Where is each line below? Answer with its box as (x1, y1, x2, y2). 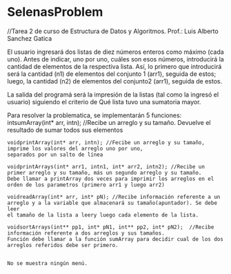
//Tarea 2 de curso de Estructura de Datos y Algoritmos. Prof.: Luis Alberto (7, 27, 219, 35)
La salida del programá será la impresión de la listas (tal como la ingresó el (7, 90, 219, 99)
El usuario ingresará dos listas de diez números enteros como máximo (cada (7, 48, 224, 56)
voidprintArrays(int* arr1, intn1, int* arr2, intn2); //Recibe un (7, 163, 205, 170)
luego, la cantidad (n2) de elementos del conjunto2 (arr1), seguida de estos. (7, 77, 223, 85)
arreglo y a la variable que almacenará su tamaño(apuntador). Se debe (7, 199, 217, 206)
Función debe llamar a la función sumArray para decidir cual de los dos (7, 235, 224, 242)
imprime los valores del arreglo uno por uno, (7, 145, 143, 152)
